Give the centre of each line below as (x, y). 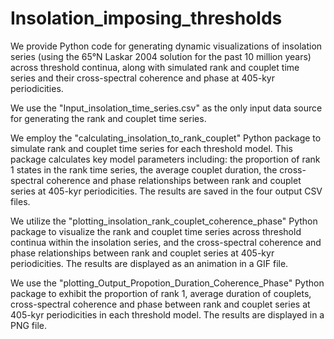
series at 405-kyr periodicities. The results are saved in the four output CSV (166, 191)
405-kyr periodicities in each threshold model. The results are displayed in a (167, 314)
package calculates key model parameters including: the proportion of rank (165, 159)
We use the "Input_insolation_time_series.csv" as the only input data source (166, 108)
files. (20, 201)
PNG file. (29, 325)
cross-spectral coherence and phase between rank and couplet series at (160, 304)
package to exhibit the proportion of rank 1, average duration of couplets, (161, 293)
